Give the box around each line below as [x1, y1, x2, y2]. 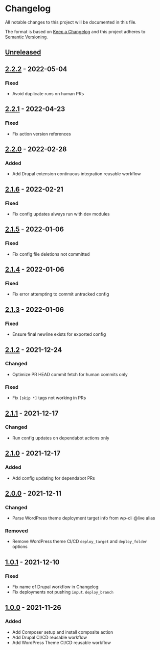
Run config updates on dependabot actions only [12, 435, 110, 441]
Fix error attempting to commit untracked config [12, 291, 109, 297]
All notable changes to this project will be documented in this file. [5, 19, 137, 25]
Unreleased [5, 48, 42, 56]
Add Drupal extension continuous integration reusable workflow [12, 171, 141, 177]
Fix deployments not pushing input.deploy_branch [12, 589, 114, 595]
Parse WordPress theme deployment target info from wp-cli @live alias [12, 515, 156, 521]
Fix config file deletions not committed [12, 251, 90, 257]
